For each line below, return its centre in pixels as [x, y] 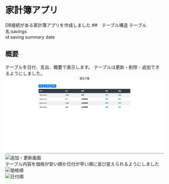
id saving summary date [30, 37]
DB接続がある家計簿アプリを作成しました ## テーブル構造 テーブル [76, 25]
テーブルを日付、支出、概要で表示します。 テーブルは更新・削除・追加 [78, 67]
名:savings [16, 31]
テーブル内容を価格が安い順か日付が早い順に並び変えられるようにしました [82, 164]
